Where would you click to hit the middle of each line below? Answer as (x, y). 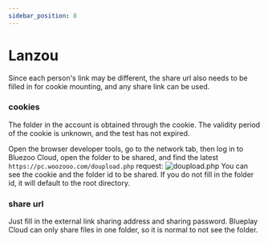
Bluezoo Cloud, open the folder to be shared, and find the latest (114, 157)
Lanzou (33, 55)
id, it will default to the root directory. (69, 183)
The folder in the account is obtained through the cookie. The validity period (134, 125)
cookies (24, 107)
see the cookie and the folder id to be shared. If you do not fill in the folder (131, 174)
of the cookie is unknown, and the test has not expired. (99, 133)
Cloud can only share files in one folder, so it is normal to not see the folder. (133, 230)
